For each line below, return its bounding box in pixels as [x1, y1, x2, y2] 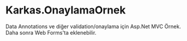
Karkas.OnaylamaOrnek [5, 4, 126, 17]
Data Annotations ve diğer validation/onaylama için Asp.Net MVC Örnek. [5, 23, 181, 30]
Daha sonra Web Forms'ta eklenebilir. [5, 29, 97, 36]
